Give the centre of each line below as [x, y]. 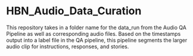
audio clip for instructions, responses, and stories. [68, 46]
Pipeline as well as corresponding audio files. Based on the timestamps [94, 33]
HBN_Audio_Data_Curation [74, 11]
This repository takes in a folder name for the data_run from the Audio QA [96, 27]
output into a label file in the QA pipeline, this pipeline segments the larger [97, 40]
